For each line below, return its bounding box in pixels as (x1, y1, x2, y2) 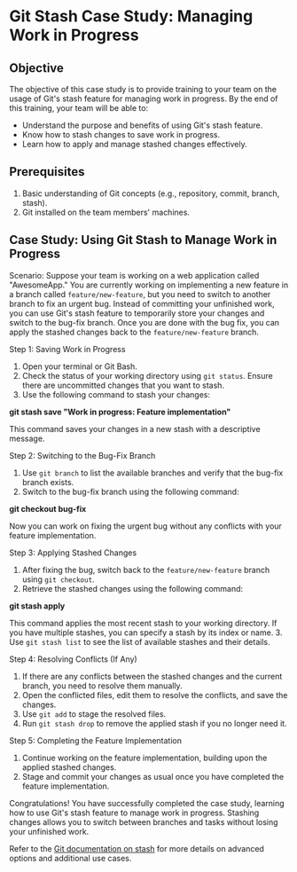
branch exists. (21, 476, 74, 487)
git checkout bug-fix (9, 503, 87, 514)
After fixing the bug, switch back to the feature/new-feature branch (21, 564, 270, 575)
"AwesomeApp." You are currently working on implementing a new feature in (9, 279, 289, 290)
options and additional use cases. (9, 852, 132, 863)
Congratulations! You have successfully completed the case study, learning (9, 797, 285, 808)
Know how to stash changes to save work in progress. (21, 130, 221, 139)
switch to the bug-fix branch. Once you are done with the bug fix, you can (9, 317, 280, 327)
